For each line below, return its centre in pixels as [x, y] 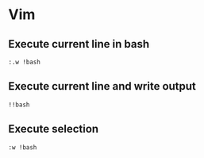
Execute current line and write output [102, 86]
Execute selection [54, 129]
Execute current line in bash [79, 44]
